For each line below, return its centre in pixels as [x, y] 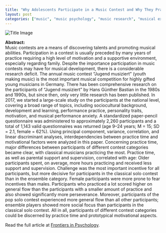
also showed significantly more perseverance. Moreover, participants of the [82, 194]
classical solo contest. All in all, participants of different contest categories [81, 210]
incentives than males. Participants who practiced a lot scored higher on [79, 184]
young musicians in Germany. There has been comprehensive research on [81, 84]
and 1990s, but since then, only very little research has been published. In [80, 95]
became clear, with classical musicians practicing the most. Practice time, [80, 153]
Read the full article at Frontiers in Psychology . [52, 225]
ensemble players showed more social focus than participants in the [75, 205]
